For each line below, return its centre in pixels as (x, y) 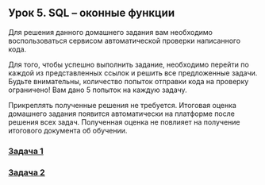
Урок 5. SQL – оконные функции (92, 13)
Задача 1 (26, 151)
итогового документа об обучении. (68, 130)
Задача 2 (27, 172)
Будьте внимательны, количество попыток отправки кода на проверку (129, 81)
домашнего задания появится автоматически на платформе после (122, 114)
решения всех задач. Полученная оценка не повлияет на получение (124, 121)
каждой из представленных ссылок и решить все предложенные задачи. (133, 73)
